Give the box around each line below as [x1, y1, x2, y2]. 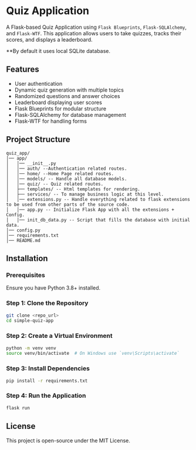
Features [6, 65, 39, 75]
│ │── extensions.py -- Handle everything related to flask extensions [6, 196, 191, 202]
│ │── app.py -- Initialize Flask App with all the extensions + [6, 207, 175, 213]
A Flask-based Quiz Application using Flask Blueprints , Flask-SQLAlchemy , [6, 23, 187, 31]
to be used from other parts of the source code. [6, 202, 130, 207]
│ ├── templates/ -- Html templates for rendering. [6, 186, 141, 192]
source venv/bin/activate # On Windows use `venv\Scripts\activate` [6, 351, 180, 357]
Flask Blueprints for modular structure [14, 105, 107, 112]
